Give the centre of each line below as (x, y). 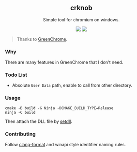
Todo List (16, 75)
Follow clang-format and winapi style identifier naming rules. (65, 144)
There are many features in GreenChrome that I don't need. (64, 62)
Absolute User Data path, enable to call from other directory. (72, 85)
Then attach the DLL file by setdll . (39, 121)
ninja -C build (20, 112)
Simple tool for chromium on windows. (81, 19)
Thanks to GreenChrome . (42, 39)
